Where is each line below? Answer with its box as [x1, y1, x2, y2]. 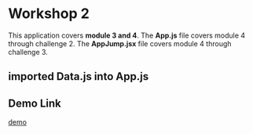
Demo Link [8, 96, 61, 110]
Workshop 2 [8, 5, 90, 23]
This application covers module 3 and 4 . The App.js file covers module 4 [8, 31, 246, 40]
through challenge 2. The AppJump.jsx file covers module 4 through [8, 38, 232, 48]
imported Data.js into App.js [8, 70, 149, 83]
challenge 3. [8, 47, 49, 56]
